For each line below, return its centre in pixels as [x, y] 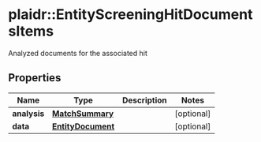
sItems [31, 31]
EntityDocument [83, 126]
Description [144, 100]
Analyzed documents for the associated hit [78, 53]
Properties [35, 78]
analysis [28, 114]
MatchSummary [83, 114]
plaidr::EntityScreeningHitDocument [130, 15]
